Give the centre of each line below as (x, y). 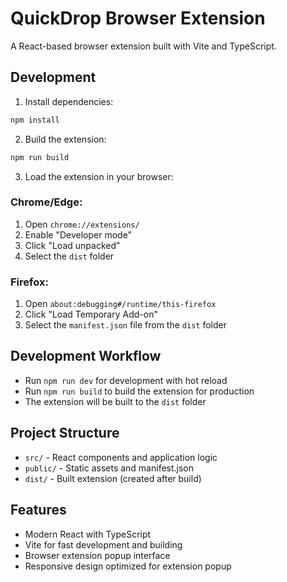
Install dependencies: (69, 101)
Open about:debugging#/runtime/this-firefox (120, 304)
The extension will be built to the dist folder (115, 401)
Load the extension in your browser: (99, 176)
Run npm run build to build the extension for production (139, 391)
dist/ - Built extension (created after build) (113, 478)
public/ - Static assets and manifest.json (109, 468)
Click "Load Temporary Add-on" (91, 314)
